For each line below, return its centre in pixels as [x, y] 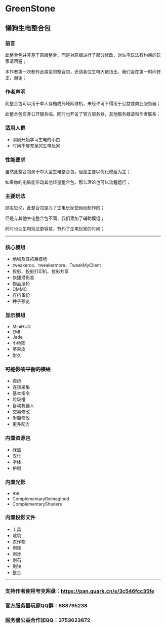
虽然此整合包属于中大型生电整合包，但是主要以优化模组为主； [68, 171]
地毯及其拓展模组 [30, 259]
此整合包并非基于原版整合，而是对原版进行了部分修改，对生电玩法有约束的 [81, 55]
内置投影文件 [21, 517]
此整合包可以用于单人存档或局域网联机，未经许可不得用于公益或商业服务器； [83, 104]
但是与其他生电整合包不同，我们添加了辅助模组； [55, 218]
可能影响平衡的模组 [28, 369]
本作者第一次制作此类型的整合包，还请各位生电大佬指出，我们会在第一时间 [81, 72]
